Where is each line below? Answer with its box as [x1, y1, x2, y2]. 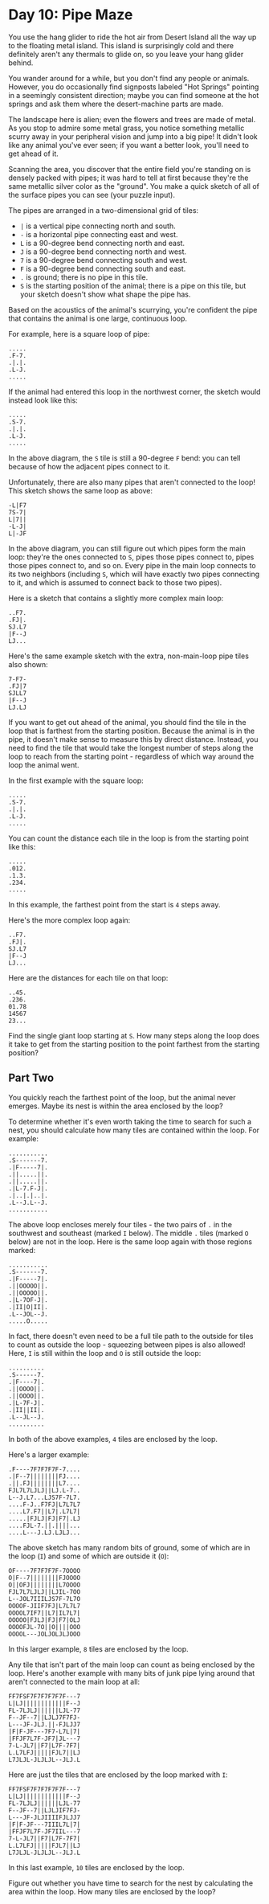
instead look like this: [8, 395, 78, 405]
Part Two [8, 1071, 55, 1085]
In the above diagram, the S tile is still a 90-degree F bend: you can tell [8, 452, 241, 463]
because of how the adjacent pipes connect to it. [8, 461, 170, 471]
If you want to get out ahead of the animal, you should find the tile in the [8, 717, 247, 727]
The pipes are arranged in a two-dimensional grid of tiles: [8, 205, 199, 215]
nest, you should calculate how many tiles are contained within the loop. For [8, 1125, 259, 1135]
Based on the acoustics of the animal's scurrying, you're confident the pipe [8, 305, 258, 314]
